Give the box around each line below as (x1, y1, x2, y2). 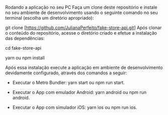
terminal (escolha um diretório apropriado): (5, 15, 94, 21)
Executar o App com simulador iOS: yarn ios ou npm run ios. (12, 104, 137, 110)
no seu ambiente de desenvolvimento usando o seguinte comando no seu (5, 10, 158, 16)
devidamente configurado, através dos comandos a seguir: (5, 70, 127, 76)
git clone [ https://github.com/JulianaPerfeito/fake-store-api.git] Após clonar (5, 25, 162, 31)
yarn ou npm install (5, 55, 45, 61)
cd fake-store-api (5, 45, 42, 51)
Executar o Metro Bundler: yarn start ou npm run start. (12, 80, 125, 85)
